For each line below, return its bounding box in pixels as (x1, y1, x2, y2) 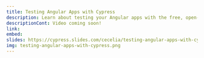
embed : (6, 31, 23, 37)
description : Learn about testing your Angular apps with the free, (6, 14, 183, 21)
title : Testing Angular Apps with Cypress (6, 8, 115, 15)
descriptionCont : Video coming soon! (6, 20, 102, 26)
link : (6, 25, 20, 32)
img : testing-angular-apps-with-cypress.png (6, 43, 121, 49)
